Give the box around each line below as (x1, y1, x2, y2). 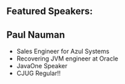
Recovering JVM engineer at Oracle (16, 54, 119, 63)
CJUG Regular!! (16, 69, 61, 78)
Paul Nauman (6, 29, 65, 41)
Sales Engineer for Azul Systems (16, 48, 110, 56)
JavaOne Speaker (16, 62, 68, 70)
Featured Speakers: (6, 6, 93, 17)
